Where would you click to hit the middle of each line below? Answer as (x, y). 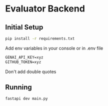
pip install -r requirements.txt (40, 38)
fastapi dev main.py (27, 99)
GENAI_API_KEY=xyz (24, 57)
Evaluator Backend (45, 9)
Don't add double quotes (31, 71)
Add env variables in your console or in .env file (54, 48)
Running (19, 87)
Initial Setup (24, 27)
